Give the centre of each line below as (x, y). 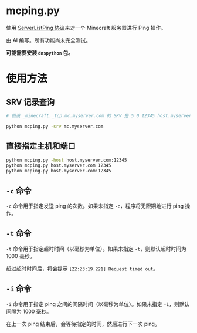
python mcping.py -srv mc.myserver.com (55, 126)
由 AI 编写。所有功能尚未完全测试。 (49, 40)
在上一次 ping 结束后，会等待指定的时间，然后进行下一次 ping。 (83, 324)
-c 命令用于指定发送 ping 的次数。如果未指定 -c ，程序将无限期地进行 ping (95, 206)
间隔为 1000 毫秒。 (29, 311)
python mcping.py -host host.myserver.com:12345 (67, 160)
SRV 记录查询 (30, 102)
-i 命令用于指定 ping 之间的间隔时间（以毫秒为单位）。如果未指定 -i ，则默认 (98, 304)
